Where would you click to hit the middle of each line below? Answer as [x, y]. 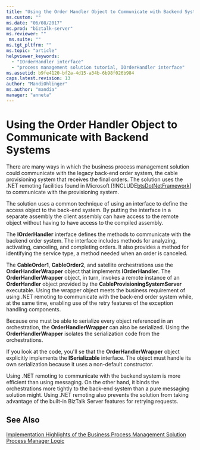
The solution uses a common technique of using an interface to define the [97, 203]
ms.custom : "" [24, 17]
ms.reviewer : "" [26, 34]
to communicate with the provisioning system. [62, 192]
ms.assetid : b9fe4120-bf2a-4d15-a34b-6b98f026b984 [70, 73]
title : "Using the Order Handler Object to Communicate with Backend [94, 12]
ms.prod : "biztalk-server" [40, 28]
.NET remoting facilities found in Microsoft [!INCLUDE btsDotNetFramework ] [99, 185]
